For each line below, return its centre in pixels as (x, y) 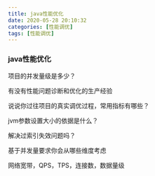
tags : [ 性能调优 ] (31, 33)
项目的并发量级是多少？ (42, 76)
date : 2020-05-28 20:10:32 (47, 20)
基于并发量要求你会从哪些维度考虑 (57, 150)
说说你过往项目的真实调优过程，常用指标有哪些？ (79, 105)
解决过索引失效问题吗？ (42, 135)
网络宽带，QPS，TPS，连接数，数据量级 (66, 165)
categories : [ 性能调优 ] (40, 27)
